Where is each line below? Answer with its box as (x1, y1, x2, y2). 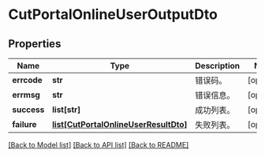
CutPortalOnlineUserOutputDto (8, 6, 218, 24)
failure (12, 119, 37, 129)
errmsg (12, 89, 41, 100)
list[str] (52, 104, 81, 115)
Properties (8, 37, 62, 50)
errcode (12, 75, 43, 85)
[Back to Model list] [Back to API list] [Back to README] (8, 140, 189, 149)
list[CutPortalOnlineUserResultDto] (52, 119, 188, 129)
